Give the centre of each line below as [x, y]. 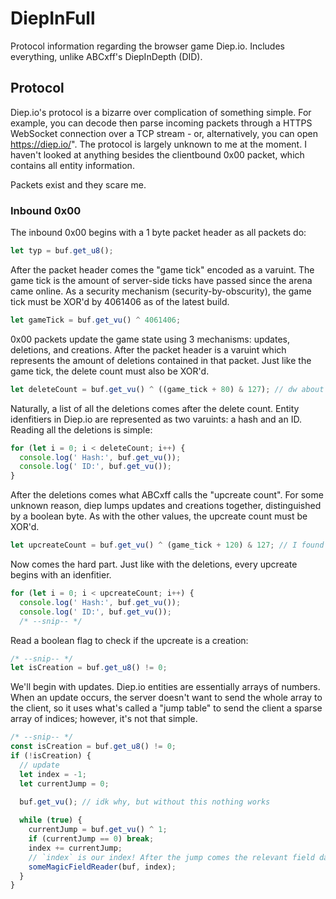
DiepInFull [53, 18]
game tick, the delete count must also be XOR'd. [110, 371]
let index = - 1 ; [53, 774]
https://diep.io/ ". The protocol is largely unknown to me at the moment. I [158, 144]
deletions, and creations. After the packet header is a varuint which [148, 349]
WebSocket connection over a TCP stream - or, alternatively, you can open [164, 133]
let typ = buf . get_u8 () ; [62, 251]
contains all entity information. [72, 165]
